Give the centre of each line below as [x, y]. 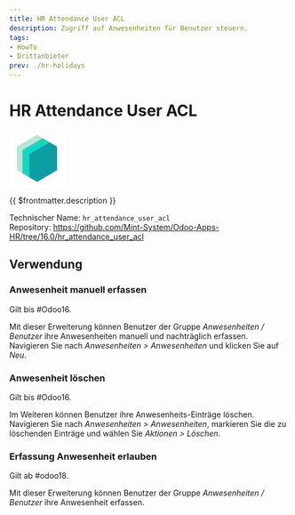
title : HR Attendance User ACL [67, 19]
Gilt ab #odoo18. [39, 476]
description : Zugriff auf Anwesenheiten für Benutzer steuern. [129, 28]
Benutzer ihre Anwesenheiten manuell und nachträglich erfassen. [129, 336]
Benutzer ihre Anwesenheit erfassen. [77, 503]
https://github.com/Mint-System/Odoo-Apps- [136, 227]
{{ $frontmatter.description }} [63, 200]
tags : [19, 37]
